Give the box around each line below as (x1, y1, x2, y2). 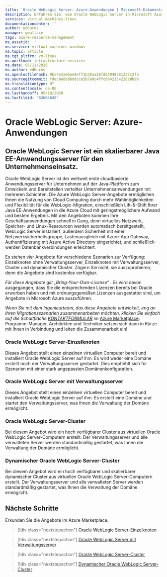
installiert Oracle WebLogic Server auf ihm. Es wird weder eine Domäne (5, 355, 152, 361)
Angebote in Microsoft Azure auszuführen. (5, 295, 92, 301)
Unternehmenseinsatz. (5, 162, 79, 171)
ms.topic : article (5, 49, 43, 54)
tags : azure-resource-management (5, 35, 75, 40)
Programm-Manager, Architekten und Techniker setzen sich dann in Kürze (5, 321, 157, 327)
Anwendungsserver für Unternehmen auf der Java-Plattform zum (5, 181, 139, 187)
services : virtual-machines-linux (5, 16, 77, 21)
